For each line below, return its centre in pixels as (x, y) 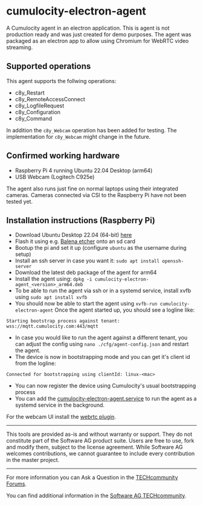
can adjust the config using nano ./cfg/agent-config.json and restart (102, 344)
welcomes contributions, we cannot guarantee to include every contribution (101, 453)
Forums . (17, 484)
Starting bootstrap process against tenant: (63, 321)
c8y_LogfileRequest (40, 105)
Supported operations (49, 66)
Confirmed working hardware (63, 156)
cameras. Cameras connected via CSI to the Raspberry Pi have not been (96, 195)
